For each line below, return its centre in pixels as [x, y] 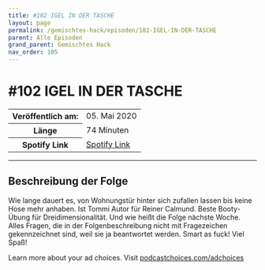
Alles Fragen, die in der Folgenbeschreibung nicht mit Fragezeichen [118, 225]
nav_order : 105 [33, 52]
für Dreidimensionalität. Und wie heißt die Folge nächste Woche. [136, 217]
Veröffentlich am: [45, 116]
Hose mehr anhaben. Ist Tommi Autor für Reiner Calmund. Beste [112, 208]
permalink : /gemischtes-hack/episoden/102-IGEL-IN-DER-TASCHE [112, 30]
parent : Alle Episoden [45, 37]
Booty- [229, 208]
